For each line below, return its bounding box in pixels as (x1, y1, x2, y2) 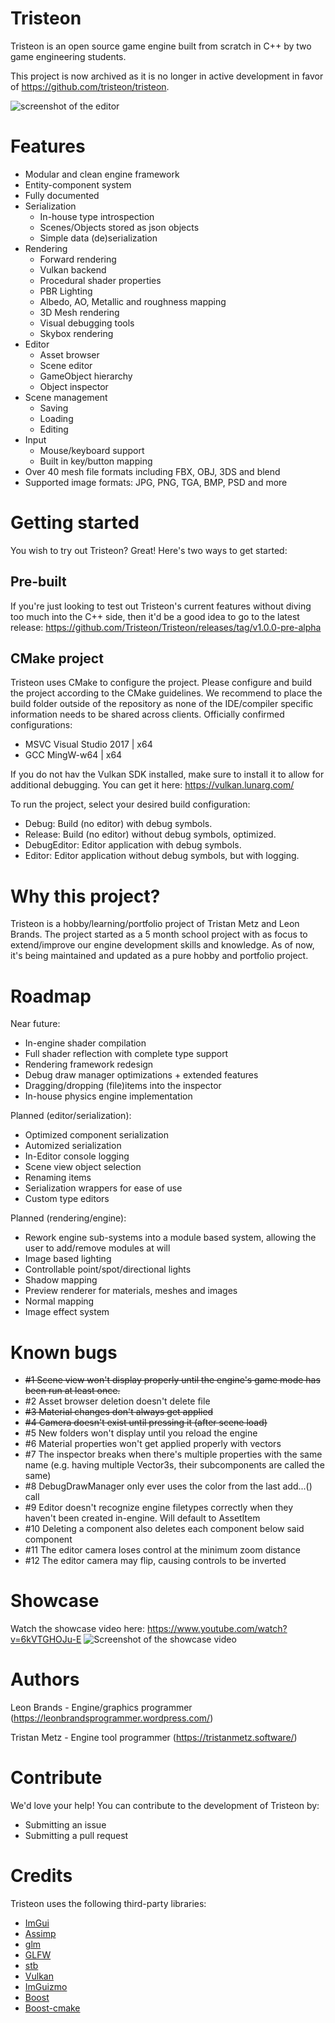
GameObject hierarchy (39, 370, 133, 382)
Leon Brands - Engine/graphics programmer (10, 1702, 193, 1714)
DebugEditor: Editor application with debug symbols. (24, 839, 242, 851)
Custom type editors (24, 1193, 110, 1205)
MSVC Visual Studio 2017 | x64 (24, 738, 153, 751)
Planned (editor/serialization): (10, 1110, 132, 1122)
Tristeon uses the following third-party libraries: (10, 1898, 207, 1909)
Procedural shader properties (39, 274, 162, 286)
